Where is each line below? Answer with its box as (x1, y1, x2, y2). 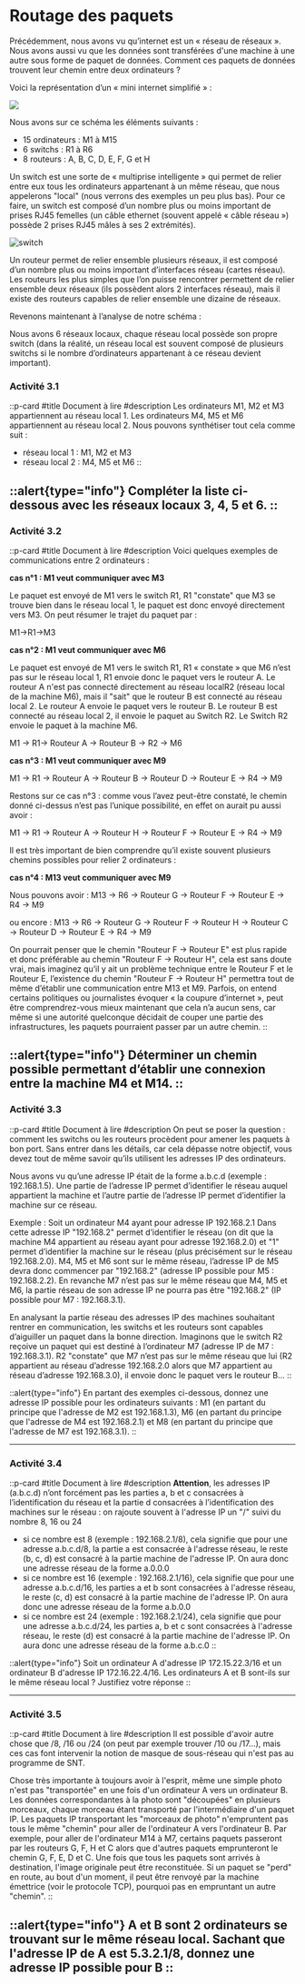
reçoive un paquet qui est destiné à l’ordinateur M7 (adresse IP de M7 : (9, 1340, 274, 1351)
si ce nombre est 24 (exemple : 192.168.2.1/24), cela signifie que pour (22, 1611, 281, 1622)
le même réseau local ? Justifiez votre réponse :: (9, 1676, 191, 1687)
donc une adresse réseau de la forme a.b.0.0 (22, 1601, 192, 1612)
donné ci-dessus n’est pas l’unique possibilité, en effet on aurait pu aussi (9, 800, 281, 811)
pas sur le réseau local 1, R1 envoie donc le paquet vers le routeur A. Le (9, 671, 276, 682)
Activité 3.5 (9, 1708, 62, 1721)
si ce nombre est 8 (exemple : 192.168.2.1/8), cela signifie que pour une (22, 1534, 289, 1545)
